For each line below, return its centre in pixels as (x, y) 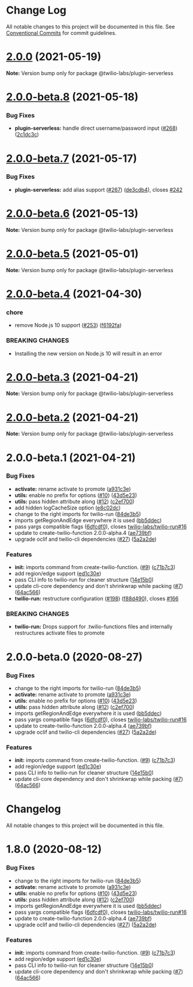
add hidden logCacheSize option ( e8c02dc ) (68, 508)
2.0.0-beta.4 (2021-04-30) (74, 294)
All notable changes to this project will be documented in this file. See (91, 27)
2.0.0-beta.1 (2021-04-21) (71, 457)
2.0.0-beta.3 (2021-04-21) (72, 377)
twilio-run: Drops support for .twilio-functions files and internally (94, 627)
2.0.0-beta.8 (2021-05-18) (72, 97)
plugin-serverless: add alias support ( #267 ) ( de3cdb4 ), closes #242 (99, 189)
